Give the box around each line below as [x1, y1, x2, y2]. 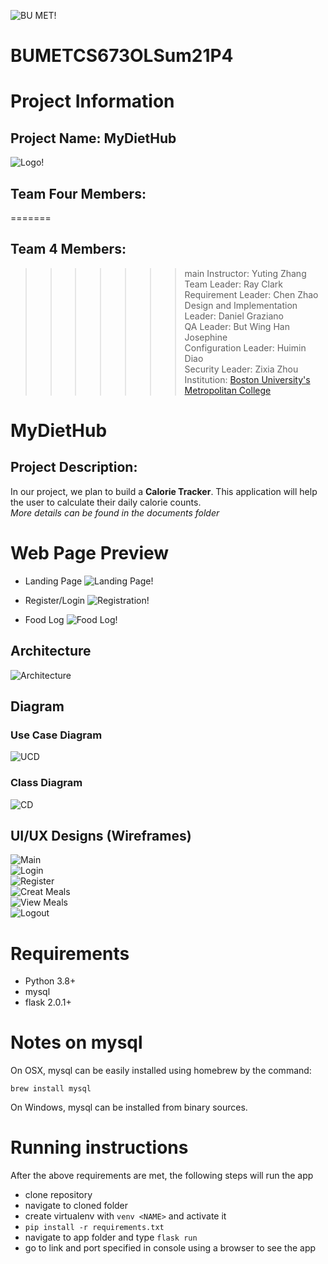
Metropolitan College [184, 384, 272, 396]
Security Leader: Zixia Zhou [184, 363, 299, 375]
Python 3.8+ [24, 975, 77, 987]
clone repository [24, 1189, 93, 1201]
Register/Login [24, 594, 86, 606]
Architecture [10, 643, 92, 660]
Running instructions [10, 1136, 189, 1159]
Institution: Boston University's [184, 373, 311, 385]
